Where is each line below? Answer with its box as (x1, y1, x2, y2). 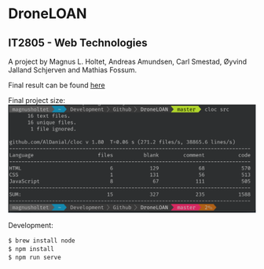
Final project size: (8, 96, 65, 105)
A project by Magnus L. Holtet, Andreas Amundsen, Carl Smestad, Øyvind (8, 57, 247, 66)
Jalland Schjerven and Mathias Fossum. (8, 65, 137, 75)
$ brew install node (8, 237, 76, 245)
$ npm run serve (8, 253, 61, 261)
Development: (8, 221, 53, 230)
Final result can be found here (8, 80, 105, 90)
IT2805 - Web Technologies (8, 36, 148, 50)
